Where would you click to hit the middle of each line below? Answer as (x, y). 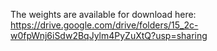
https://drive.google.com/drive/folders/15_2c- (104, 25)
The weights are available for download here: (103, 14)
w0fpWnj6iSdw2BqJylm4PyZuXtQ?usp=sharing (109, 35)
